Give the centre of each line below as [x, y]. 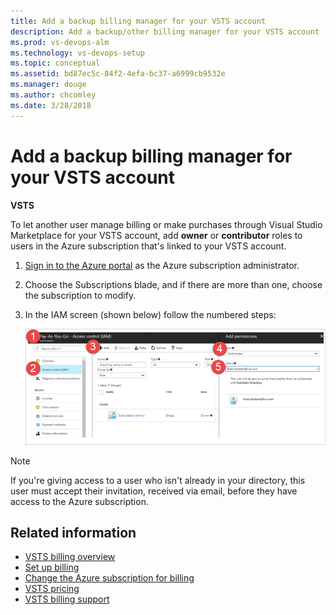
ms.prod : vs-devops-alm [60, 42]
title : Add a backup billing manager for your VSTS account [138, 21]
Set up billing [52, 567]
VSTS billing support [67, 599]
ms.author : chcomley [53, 95]
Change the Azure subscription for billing [109, 578]
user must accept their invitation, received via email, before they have [154, 491]
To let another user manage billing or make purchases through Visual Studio [166, 224]
